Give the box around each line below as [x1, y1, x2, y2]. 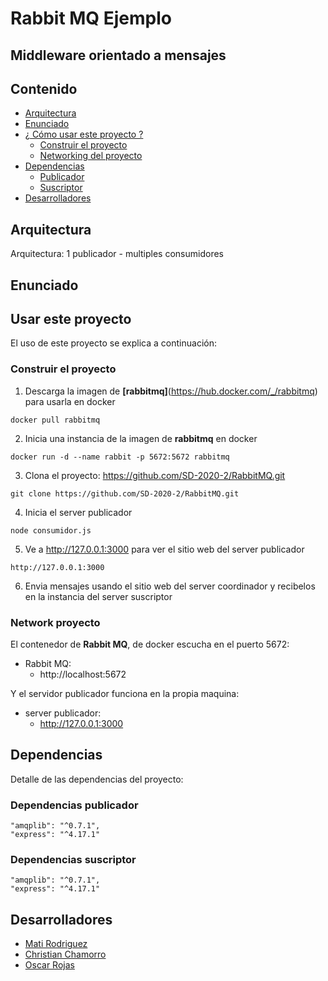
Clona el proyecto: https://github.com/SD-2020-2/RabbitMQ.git [24, 469, 286, 481]
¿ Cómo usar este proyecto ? [24, 128, 144, 141]
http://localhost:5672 [39, 668, 127, 680]
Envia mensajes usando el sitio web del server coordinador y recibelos [24, 580, 316, 592]
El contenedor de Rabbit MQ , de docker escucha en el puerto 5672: [10, 638, 290, 650]
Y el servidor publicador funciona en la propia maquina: [10, 688, 240, 699]
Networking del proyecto [39, 150, 143, 162]
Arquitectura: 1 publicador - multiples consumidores [10, 248, 224, 260]
